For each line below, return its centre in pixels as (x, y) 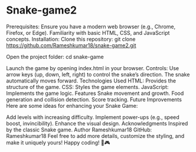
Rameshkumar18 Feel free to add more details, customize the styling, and (95, 136)
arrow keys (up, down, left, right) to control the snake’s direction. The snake (98, 74)
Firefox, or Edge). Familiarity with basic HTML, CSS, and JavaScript (88, 32)
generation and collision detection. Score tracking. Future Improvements (94, 99)
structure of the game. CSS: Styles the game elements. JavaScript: (87, 87)
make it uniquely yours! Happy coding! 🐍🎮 (58, 143)
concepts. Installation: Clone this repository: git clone (71, 39)
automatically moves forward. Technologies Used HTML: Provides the (91, 81)
